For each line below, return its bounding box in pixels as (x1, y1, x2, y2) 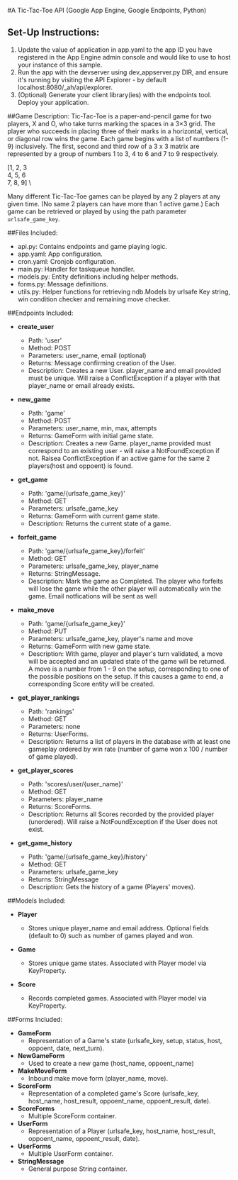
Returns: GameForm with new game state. (28, 642, 151, 650)
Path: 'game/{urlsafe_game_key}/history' (28, 852, 148, 861)
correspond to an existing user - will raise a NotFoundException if (28, 446, 220, 455)
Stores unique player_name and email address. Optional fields (28, 923, 209, 932)
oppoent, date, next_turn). (28, 1044, 105, 1052)
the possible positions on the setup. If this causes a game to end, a (28, 672, 224, 680)
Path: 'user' (28, 336, 62, 345)
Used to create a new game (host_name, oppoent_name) (28, 1059, 195, 1067)
